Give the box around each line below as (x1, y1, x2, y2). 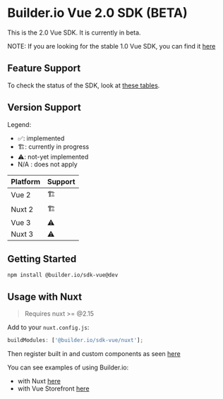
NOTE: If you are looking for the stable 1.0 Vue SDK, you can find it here (7, 42, 216, 50)
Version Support (7, 102, 81, 113)
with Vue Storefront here (17, 384, 90, 393)
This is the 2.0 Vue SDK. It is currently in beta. (7, 28, 141, 37)
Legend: (7, 120, 32, 128)
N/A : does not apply (17, 160, 78, 168)
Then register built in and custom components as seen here (7, 350, 181, 358)
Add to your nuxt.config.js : (7, 323, 90, 332)
